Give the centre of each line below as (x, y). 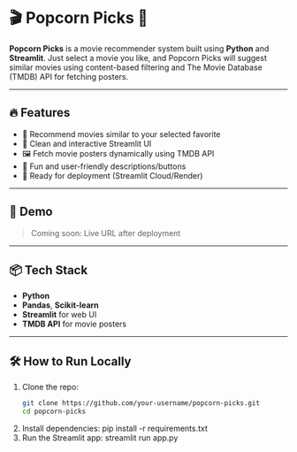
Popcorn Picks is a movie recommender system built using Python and (139, 48)
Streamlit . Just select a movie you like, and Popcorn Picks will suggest (138, 57)
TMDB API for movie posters (74, 324)
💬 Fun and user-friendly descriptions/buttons (104, 166)
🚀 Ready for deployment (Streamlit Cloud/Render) (112, 175)
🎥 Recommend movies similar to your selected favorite (121, 134)
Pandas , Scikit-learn (60, 305)
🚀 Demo (31, 212)
